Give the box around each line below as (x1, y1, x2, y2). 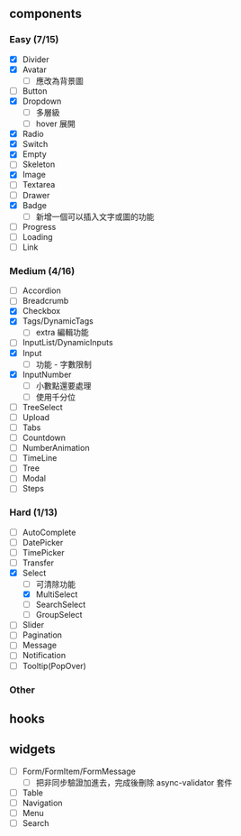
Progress (22, 221, 57, 232)
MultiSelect (35, 589, 78, 600)
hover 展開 (35, 118, 76, 129)
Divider (22, 53, 49, 65)
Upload (22, 411, 50, 422)
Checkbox (22, 306, 61, 317)
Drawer (22, 189, 50, 200)
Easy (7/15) (9, 33, 59, 46)
